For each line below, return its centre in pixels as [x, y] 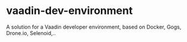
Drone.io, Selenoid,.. [31, 33]
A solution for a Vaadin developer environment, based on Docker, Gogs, [94, 27]
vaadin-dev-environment [69, 11]
